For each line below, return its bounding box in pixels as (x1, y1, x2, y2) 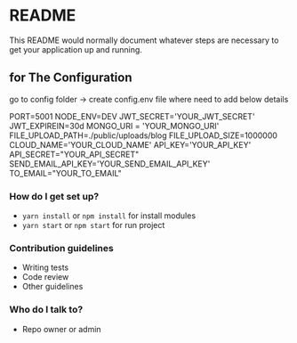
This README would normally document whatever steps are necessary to (9, 35, 279, 45)
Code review (21, 272, 69, 282)
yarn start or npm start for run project (21, 220, 165, 231)
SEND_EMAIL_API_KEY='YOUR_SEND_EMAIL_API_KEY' (9, 158, 211, 169)
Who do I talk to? (9, 304, 84, 316)
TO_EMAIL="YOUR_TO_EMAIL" (9, 167, 122, 178)
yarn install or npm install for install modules (21, 210, 197, 221)
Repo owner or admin (21, 323, 101, 334)
